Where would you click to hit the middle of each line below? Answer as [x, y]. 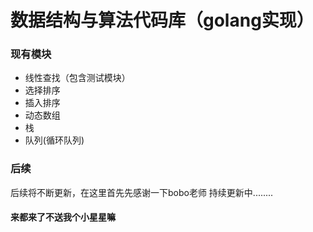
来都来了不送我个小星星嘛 [63, 217]
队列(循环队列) [54, 140]
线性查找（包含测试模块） [77, 78]
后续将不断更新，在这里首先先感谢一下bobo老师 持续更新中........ [142, 192]
